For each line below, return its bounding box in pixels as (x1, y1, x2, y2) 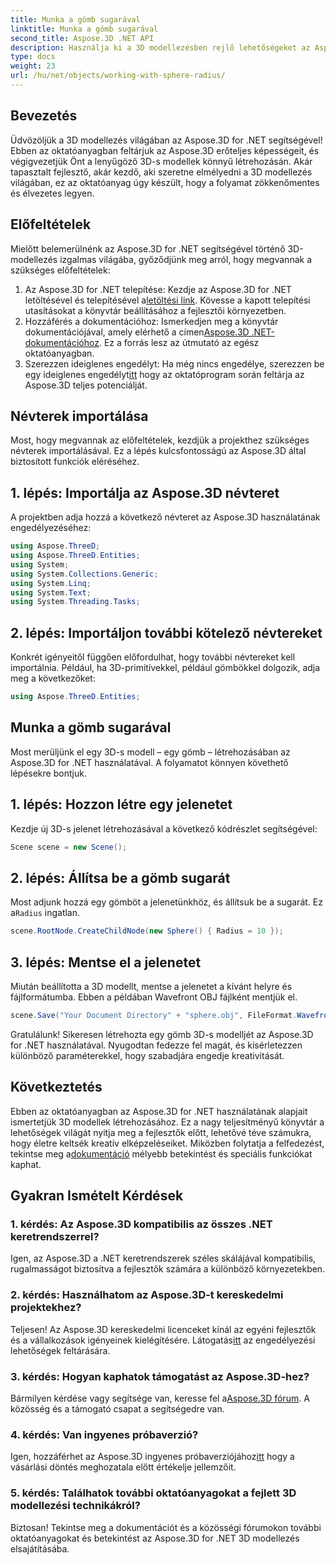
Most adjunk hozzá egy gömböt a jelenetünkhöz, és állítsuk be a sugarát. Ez (10, 896, 323, 908)
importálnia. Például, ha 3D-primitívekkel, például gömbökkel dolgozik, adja (10, 662, 321, 674)
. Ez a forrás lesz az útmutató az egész (98, 336, 260, 348)
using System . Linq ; (10, 578, 92, 588)
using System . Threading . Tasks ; (10, 597, 141, 607)
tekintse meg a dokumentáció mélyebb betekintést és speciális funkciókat (10, 1147, 313, 1160)
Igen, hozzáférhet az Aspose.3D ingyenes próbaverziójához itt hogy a (10, 1451, 295, 1463)
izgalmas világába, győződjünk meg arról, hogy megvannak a (59, 253, 312, 265)
